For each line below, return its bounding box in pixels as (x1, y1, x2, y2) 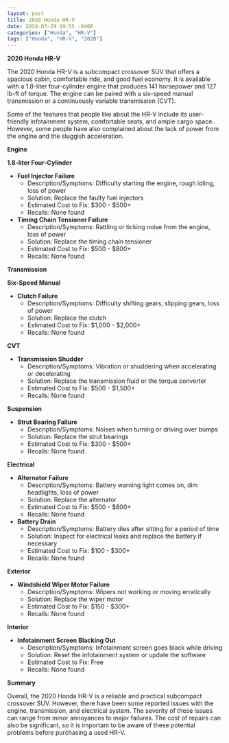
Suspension (7, 405, 43, 413)
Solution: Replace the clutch (27, 314, 107, 322)
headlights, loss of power (27, 488, 99, 497)
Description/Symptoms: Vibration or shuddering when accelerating (27, 362, 217, 370)
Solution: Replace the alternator (27, 495, 117, 504)
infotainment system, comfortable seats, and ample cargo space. (30, 117, 215, 126)
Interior (7, 623, 29, 631)
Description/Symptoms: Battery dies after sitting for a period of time (27, 525, 219, 533)
